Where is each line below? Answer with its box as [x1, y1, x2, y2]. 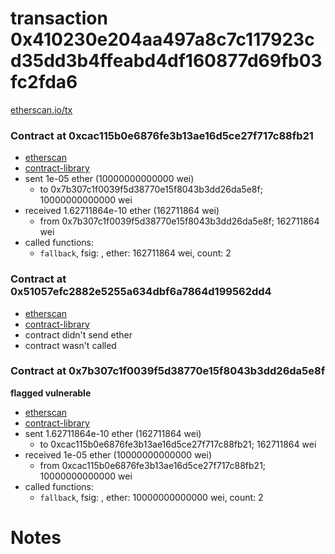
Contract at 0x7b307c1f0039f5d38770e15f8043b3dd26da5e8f [10, 364, 326, 378]
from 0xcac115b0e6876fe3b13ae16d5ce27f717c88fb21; [39, 459, 267, 471]
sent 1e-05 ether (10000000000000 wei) [24, 173, 195, 185]
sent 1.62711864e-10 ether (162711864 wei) [24, 427, 202, 439]
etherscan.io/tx [10, 103, 73, 116]
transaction [10, 7, 108, 30]
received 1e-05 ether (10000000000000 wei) [24, 448, 212, 461]
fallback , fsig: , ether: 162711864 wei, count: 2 [39, 247, 232, 259]
